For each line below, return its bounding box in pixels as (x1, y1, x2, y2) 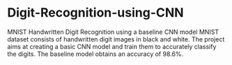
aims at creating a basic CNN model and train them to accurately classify (7, 42, 217, 50)
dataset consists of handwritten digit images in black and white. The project (7, 35, 225, 43)
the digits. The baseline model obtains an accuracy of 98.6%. (7, 50, 184, 58)
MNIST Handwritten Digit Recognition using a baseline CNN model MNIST (7, 28, 219, 36)
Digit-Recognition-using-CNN (7, 5, 184, 21)
